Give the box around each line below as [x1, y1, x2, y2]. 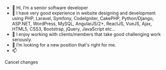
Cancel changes [4, 59, 38, 65]
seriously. [11, 36, 32, 42]
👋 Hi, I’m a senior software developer [11, 5, 88, 10]
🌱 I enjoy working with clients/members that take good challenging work [11, 31, 161, 37]
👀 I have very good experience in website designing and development [11, 10, 156, 16]
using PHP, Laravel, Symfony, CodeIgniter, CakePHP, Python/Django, [11, 15, 154, 21]
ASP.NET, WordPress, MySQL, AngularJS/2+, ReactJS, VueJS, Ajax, [11, 20, 152, 26]
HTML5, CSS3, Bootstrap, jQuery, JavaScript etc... [11, 26, 116, 32]
